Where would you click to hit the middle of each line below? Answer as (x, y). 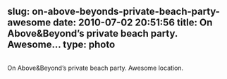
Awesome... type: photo (61, 45)
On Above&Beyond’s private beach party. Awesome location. (96, 68)
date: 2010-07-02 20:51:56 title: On (133, 23)
